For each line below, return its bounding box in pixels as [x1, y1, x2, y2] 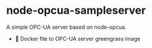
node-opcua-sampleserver [6, 4, 147, 17]
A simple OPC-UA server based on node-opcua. [6, 23, 127, 31]
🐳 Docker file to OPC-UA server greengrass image [15, 35, 140, 42]
